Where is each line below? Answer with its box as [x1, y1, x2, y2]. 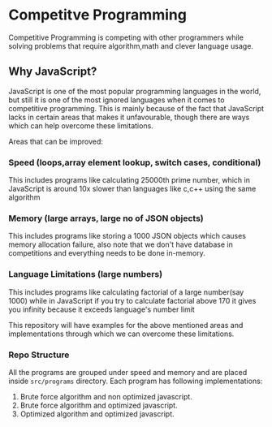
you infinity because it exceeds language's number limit [8, 304, 195, 314]
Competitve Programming [8, 6, 187, 24]
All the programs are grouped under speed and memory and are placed [8, 367, 248, 377]
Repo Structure [8, 349, 70, 360]
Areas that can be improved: [8, 136, 104, 146]
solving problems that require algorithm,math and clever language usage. [8, 41, 254, 50]
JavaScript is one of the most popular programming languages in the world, [8, 86, 261, 96]
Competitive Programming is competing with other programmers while [8, 32, 244, 42]
